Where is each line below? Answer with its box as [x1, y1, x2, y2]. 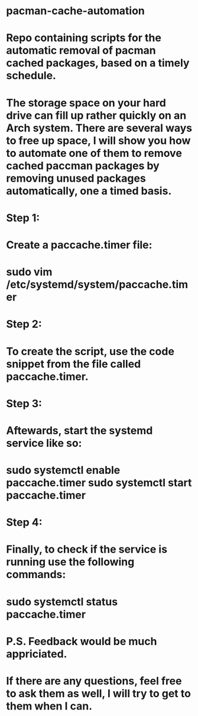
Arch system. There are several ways [6, 121, 193, 134]
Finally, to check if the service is [6, 543, 167, 556]
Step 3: [6, 396, 43, 410]
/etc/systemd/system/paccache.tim [6, 278, 189, 291]
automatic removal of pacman [6, 44, 157, 57]
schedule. [6, 69, 56, 82]
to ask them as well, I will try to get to [6, 687, 191, 700]
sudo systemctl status [6, 595, 118, 608]
